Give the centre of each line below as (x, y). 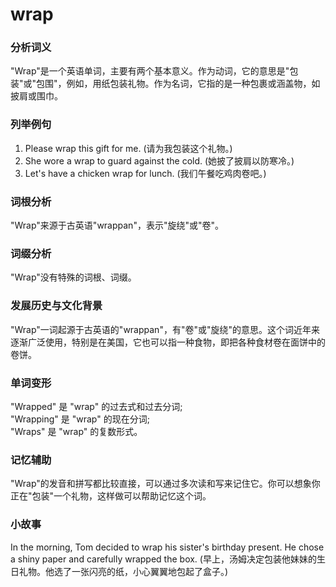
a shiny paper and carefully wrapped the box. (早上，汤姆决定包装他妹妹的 (163, 559)
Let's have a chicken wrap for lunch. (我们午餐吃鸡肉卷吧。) (145, 173)
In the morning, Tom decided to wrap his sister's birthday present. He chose (167, 547)
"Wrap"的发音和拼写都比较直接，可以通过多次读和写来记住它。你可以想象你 (165, 484)
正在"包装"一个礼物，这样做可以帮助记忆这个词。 (111, 496)
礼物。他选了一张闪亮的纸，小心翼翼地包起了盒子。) (123, 571)
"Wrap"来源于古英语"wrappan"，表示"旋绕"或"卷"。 (117, 225)
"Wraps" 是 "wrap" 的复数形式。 (76, 431)
